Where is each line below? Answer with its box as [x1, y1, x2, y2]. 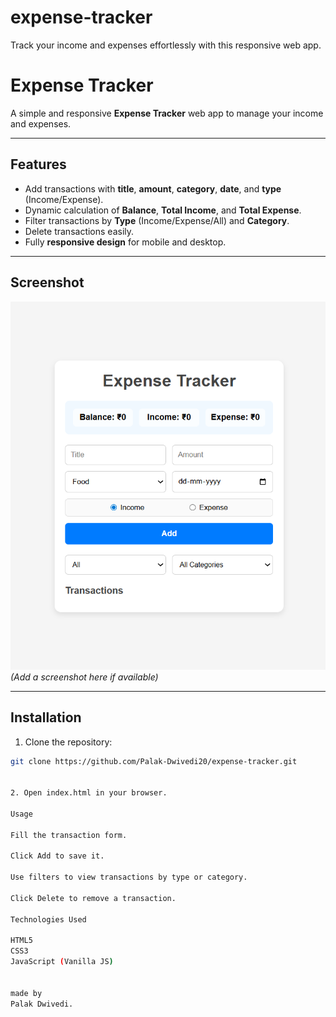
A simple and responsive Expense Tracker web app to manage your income [10, 107, 324, 119]
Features [10, 156, 67, 173]
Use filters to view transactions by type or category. [10, 872, 248, 883]
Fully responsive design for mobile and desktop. [24, 236, 227, 248]
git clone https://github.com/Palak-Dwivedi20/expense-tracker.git [10, 756, 298, 766]
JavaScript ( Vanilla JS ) [10, 957, 114, 967]
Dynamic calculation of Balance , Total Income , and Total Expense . [24, 204, 302, 216]
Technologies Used [10, 914, 87, 925]
